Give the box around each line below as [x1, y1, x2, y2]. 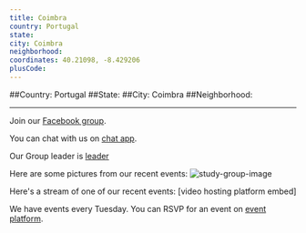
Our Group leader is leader [9, 150, 109, 161]
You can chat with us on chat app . [9, 133, 138, 144]
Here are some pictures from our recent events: [9, 167, 189, 178]
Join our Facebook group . [9, 115, 107, 126]
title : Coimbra [9, 13, 67, 23]
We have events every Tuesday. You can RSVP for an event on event [9, 203, 267, 214]
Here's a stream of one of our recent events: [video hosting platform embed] [9, 186, 297, 197]
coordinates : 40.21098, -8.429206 [9, 56, 141, 65]
